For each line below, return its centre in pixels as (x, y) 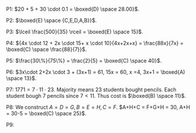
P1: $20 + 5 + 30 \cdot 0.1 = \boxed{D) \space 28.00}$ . (73, 9)
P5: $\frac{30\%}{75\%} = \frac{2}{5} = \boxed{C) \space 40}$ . (84, 61)
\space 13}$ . (21, 78)
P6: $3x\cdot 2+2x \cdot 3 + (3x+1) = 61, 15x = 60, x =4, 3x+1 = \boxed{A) (96, 72)
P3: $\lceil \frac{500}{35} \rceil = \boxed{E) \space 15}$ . (75, 32)
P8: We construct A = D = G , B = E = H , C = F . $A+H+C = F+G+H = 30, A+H (98, 107)
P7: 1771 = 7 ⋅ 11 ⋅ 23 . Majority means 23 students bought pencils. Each (91, 90)
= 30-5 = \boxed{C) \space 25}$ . (46, 113)
